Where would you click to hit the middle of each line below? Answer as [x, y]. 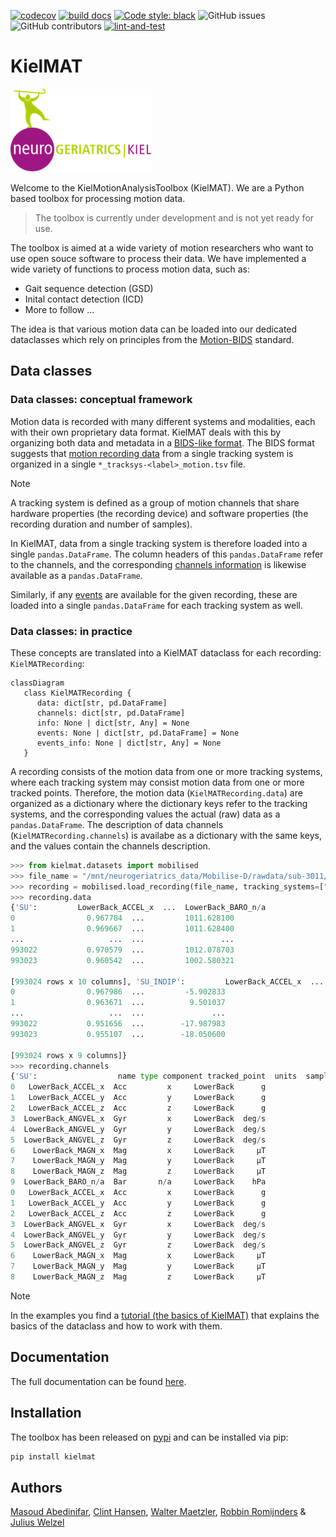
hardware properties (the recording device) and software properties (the [159, 513]
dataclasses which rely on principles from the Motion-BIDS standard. [152, 339]
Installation [46, 1413]
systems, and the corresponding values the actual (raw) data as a [145, 814]
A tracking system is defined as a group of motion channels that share [155, 502]
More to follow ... [59, 309]
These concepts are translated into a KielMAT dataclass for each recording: [166, 652]
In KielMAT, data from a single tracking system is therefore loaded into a [159, 543]
